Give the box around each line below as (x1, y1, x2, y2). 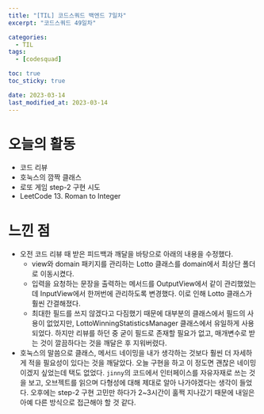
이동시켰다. (40, 269, 75, 279)
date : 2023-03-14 (8, 91, 66, 99)
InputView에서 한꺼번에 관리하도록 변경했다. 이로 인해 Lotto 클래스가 (40, 289, 252, 298)
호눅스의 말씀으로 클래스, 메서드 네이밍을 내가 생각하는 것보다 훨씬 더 (19, 348, 231, 358)
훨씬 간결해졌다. (31, 298, 81, 309)
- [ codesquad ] (15, 55, 62, 63)
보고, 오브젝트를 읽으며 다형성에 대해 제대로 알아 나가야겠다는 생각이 (28, 378, 238, 388)
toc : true (8, 70, 41, 78)
